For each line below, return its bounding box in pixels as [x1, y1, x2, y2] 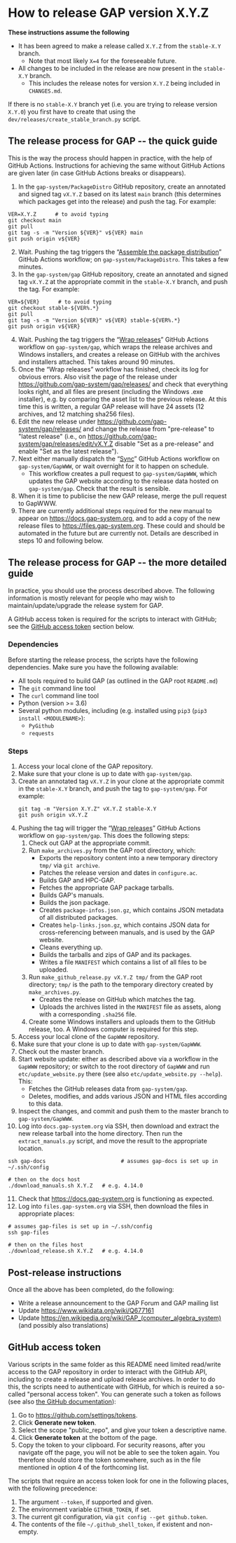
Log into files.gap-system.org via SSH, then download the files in [18, 1202, 209, 1211]
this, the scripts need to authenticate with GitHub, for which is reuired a [8, 1382, 214, 1391]
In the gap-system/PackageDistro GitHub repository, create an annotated [18, 182, 226, 191]
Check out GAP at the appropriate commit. [28, 839, 151, 848]
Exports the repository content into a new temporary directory [39, 854, 218, 862]
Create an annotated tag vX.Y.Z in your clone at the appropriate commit [18, 777, 225, 786]
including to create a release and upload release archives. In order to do [8, 1375, 216, 1383]
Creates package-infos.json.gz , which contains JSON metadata [39, 906, 224, 914]
